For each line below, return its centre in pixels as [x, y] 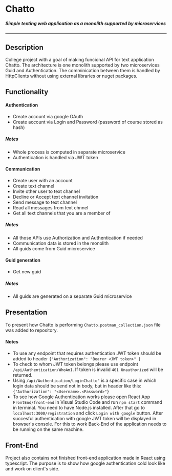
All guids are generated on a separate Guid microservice [72, 296]
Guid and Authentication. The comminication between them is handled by [83, 70]
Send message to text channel [45, 202]
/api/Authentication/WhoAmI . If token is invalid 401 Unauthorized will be [88, 370]
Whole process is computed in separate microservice [69, 152]
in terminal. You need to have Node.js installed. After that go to [79, 407]
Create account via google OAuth [48, 116]
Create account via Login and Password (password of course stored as [88, 122]
